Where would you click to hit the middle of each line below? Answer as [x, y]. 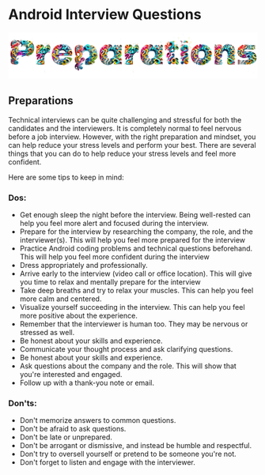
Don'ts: [23, 403]
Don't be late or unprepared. [66, 437]
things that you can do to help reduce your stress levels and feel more [122, 153]
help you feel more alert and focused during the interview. [114, 224]
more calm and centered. [61, 299]
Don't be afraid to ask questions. [73, 429]
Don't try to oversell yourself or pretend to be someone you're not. [128, 454]
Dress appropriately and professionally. [83, 266]
